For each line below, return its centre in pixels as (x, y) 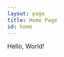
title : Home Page (32, 20)
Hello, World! (26, 47)
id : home (20, 26)
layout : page (26, 14)
